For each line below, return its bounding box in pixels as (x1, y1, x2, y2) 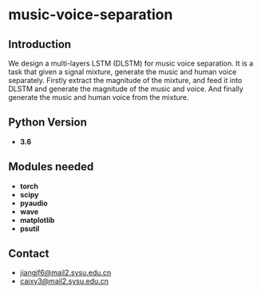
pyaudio (19, 198, 48, 208)
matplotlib (19, 215, 55, 224)
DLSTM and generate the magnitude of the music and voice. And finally (8, 84, 243, 93)
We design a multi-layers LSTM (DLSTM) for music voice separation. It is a (8, 58, 254, 68)
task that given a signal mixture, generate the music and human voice (8, 67, 237, 77)
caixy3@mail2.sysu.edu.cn (19, 276, 109, 286)
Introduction (8, 38, 72, 51)
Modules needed (8, 160, 94, 173)
